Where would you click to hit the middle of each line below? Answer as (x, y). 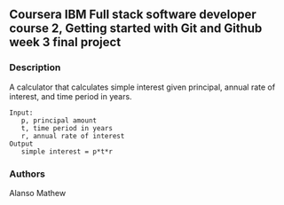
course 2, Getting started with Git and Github (136, 29)
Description (35, 67)
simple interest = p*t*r (67, 151)
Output (21, 144)
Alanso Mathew (38, 193)
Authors (28, 174)
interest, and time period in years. (71, 96)
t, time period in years (67, 128)
